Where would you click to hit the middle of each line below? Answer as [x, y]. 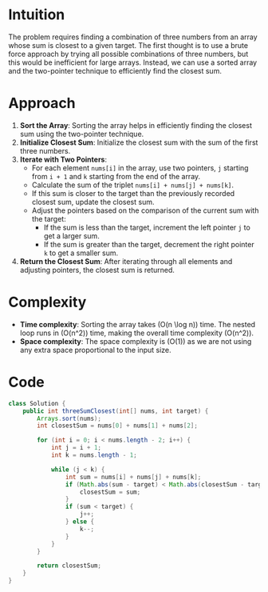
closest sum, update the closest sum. [93, 202]
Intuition [37, 15]
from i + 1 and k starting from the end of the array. [116, 176]
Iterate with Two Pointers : [63, 159]
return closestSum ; [69, 566]
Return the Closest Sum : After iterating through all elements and [126, 261]
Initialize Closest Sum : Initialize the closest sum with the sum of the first [139, 142]
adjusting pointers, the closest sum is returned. [97, 270]
